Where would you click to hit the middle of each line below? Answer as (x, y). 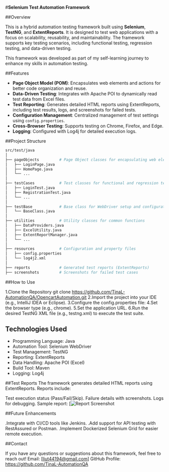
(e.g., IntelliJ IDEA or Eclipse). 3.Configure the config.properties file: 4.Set (81, 302)
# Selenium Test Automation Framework (48, 7)
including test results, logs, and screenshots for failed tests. (74, 110)
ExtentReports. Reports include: (38, 389)
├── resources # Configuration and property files (71, 249)
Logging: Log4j (28, 374)
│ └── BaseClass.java (30, 212)
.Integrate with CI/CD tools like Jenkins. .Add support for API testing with (80, 423)
